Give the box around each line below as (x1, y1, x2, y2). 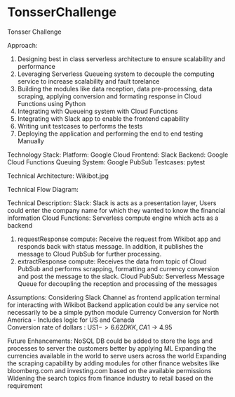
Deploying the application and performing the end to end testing (17, 129, 203, 138)
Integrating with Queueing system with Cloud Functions (17, 107, 178, 115)
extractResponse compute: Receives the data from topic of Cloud (17, 257, 207, 266)
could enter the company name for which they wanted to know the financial (7, 206, 226, 214)
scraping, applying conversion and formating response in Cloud (17, 92, 202, 100)
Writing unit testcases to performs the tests (17, 122, 143, 130)
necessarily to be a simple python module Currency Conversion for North (7, 308, 220, 316)
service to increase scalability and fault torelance (17, 77, 160, 85)
